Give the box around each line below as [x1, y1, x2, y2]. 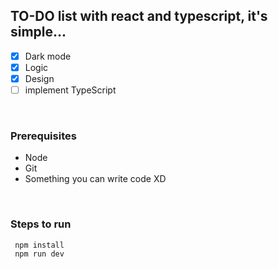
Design [24, 72, 55, 84]
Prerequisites [10, 129, 77, 143]
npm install [14, 240, 65, 250]
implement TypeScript [24, 84, 117, 96]
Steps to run [10, 217, 72, 231]
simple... [10, 24, 67, 41]
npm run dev [14, 249, 65, 259]
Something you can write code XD [24, 173, 167, 185]
